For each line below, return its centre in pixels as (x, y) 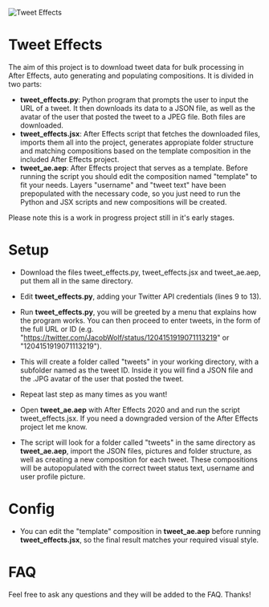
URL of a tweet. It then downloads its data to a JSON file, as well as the (137, 108)
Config (31, 509)
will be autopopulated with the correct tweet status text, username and (137, 468)
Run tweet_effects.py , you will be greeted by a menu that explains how (138, 312)
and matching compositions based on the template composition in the (135, 151)
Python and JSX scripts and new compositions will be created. (123, 202)
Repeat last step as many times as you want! (94, 394)
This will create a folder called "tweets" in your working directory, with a (139, 361)
